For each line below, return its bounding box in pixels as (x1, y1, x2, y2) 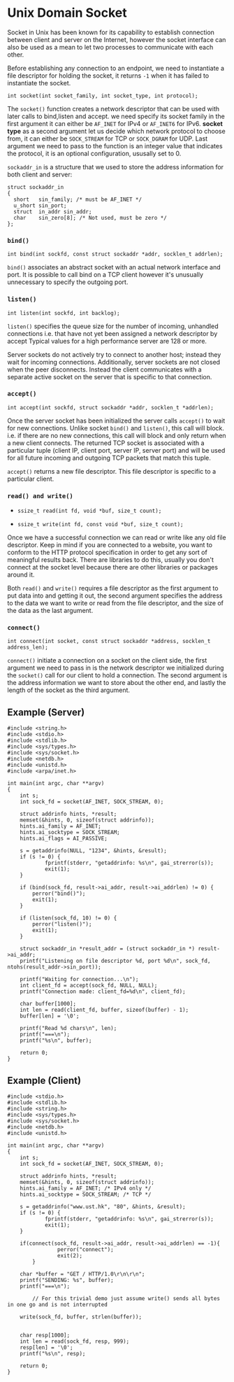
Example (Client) (7, 1074, 82, 1086)
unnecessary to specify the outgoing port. (7, 278, 129, 286)
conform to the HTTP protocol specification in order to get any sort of (7, 548, 207, 557)
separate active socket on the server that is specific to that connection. (7, 372, 212, 381)
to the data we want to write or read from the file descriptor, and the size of (7, 599, 224, 607)
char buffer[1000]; (20, 1001, 77, 1008)
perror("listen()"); (32, 921, 92, 928)
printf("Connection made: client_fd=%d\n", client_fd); (20, 988, 187, 995)
